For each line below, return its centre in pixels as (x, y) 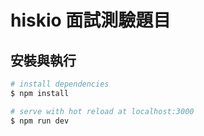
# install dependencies (60, 84)
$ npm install (40, 93)
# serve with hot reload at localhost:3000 (102, 111)
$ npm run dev (40, 121)
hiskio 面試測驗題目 (91, 20)
